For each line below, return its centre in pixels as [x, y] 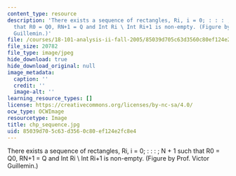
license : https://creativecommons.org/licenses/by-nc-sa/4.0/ [100, 105]
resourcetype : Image [38, 118]
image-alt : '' [34, 92]
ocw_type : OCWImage [36, 111]
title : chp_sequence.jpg [44, 124]
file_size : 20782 [33, 46]
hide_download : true [38, 60]
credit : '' [29, 86]
